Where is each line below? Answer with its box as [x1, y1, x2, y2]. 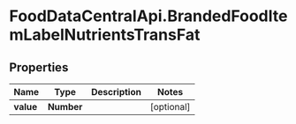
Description [91, 86, 141, 98]
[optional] [149, 101, 191, 113]
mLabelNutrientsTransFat [9, 25, 201, 45]
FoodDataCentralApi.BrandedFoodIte [9, 6, 288, 26]
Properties [9, 60, 69, 75]
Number [47, 101, 83, 113]
